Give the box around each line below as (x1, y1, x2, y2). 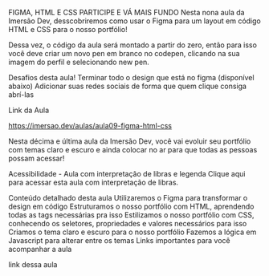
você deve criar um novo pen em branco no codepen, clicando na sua (8, 49, 240, 58)
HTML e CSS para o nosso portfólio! (8, 25, 128, 34)
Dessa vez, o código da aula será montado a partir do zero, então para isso (8, 40, 257, 50)
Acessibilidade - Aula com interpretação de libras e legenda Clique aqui (8, 169, 246, 178)
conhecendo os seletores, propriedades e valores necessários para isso (8, 219, 247, 228)
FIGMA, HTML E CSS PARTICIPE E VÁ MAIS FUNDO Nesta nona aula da (8, 8, 245, 17)
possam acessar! (8, 153, 65, 163)
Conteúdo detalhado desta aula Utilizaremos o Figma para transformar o (8, 193, 248, 202)
